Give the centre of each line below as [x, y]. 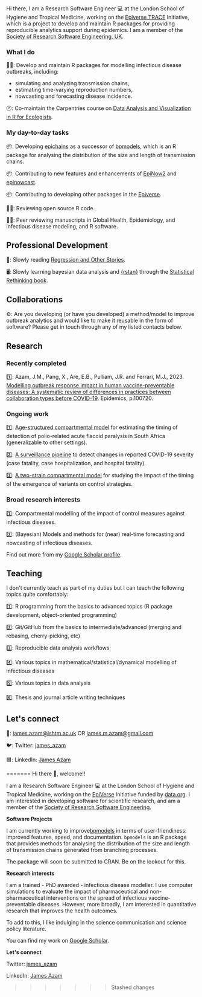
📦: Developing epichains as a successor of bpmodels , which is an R [91, 146]
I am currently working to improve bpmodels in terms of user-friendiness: [96, 831]
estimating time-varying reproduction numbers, [74, 90]
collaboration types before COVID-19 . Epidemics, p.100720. [80, 398]
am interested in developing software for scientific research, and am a [93, 801]
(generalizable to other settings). [47, 442]
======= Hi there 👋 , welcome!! [46, 774]
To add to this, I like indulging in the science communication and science [96, 923]
